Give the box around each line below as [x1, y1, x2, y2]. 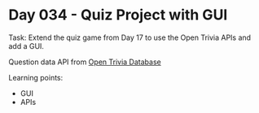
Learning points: [8, 72, 64, 82]
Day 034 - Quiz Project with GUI [8, 6, 228, 24]
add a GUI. [8, 41, 45, 50]
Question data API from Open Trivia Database [8, 57, 161, 67]
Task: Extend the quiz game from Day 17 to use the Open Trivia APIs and [8, 33, 251, 42]
